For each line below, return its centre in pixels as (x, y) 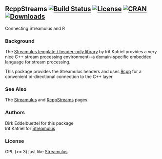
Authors (15, 113)
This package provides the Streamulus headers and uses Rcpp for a (73, 72)
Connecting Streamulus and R (35, 28)
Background (20, 41)
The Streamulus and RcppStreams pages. (47, 100)
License (15, 141)
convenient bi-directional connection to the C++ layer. (59, 77)
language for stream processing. (38, 62)
